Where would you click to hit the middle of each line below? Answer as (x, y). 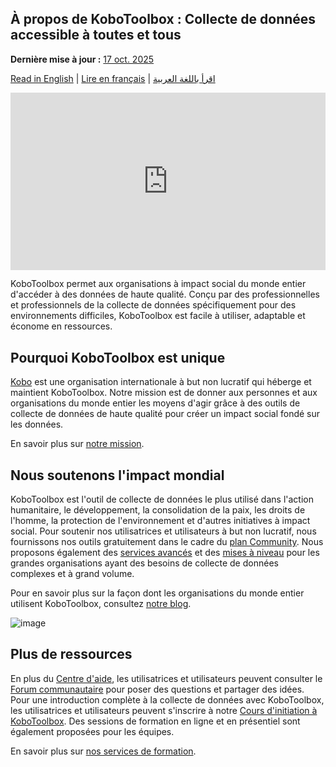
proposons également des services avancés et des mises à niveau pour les (165, 552)
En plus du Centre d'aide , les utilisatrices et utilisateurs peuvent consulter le (166, 678)
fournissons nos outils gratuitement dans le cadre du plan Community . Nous (167, 541)
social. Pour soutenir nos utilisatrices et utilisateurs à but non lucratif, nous (163, 531)
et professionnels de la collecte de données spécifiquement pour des (153, 305)
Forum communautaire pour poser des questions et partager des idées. (157, 689)
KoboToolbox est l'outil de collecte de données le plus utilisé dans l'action (162, 499)
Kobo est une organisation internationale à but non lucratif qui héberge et (161, 382)
